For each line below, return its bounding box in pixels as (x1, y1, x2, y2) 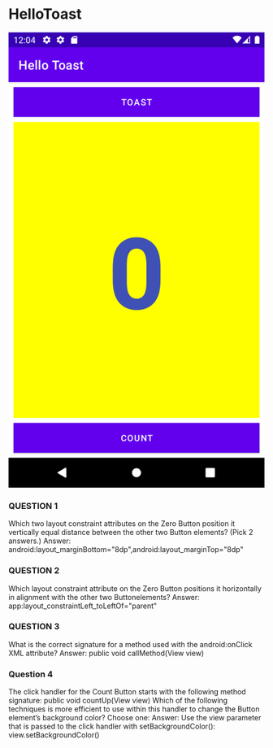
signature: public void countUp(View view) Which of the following (8, 696, 228, 706)
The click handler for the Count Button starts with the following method (8, 687, 246, 697)
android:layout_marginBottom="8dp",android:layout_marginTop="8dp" (8, 545, 244, 554)
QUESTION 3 (8, 621, 60, 633)
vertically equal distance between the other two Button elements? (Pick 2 (8, 528, 253, 537)
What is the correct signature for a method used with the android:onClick (8, 639, 253, 649)
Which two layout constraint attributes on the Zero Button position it (8, 519, 236, 528)
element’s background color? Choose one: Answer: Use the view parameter (8, 713, 262, 723)
